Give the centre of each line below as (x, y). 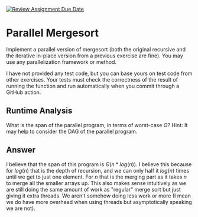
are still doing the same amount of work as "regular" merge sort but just (94, 189)
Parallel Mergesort (53, 33)
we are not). (21, 208)
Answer (21, 150)
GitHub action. (24, 92)
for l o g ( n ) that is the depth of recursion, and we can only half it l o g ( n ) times (98, 170)
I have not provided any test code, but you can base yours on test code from (99, 73)
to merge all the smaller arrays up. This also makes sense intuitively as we (96, 183)
